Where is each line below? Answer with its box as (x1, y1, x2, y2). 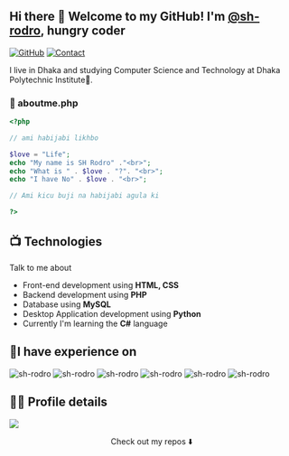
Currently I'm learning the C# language (22, 318, 169, 329)
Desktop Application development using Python (22, 308, 201, 319)
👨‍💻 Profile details (9, 395, 108, 410)
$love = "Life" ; (9, 150, 70, 159)
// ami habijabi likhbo (9, 133, 99, 143)
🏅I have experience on (9, 344, 137, 359)
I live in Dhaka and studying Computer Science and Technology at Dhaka (9, 64, 281, 75)
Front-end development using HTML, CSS (22, 279, 179, 290)
